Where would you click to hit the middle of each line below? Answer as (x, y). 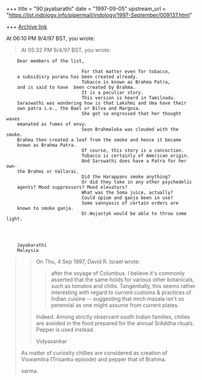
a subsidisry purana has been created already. (78, 77)
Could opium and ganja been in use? (127, 198)
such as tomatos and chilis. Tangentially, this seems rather (123, 286)
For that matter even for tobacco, (126, 72)
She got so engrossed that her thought (131, 114)
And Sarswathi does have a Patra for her (134, 161)
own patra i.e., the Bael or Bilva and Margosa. (79, 108)
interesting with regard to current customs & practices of (121, 292)
